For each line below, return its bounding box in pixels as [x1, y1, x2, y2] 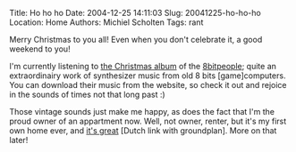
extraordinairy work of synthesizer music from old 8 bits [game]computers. [9, 70, 286, 81]
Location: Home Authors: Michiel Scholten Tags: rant [9, 17, 204, 28]
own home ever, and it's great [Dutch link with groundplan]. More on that [9, 125, 277, 136]
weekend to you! [9, 44, 71, 54]
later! [9, 135, 29, 145]
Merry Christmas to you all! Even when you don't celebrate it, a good [9, 35, 263, 44]
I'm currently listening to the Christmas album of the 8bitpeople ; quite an [9, 61, 277, 71]
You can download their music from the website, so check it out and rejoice [9, 80, 287, 90]
